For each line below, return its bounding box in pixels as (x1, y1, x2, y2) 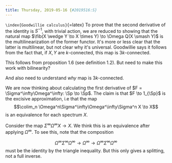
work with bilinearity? (5, 65, 51, 71)
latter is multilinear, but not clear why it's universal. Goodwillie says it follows (5, 44, 167, 50)
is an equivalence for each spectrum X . (5, 112, 88, 118)
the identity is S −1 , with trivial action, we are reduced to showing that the (5, 27, 158, 34)
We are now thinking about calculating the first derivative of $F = (5, 85, 142, 91)
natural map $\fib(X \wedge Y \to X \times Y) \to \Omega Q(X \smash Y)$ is (5, 33, 164, 39)
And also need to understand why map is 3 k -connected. (5, 75, 124, 81)
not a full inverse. (5, 153, 42, 159)
